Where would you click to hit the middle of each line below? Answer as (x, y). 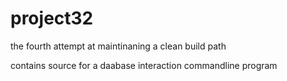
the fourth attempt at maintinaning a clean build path (118, 46)
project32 (52, 18)
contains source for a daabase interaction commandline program (144, 65)
